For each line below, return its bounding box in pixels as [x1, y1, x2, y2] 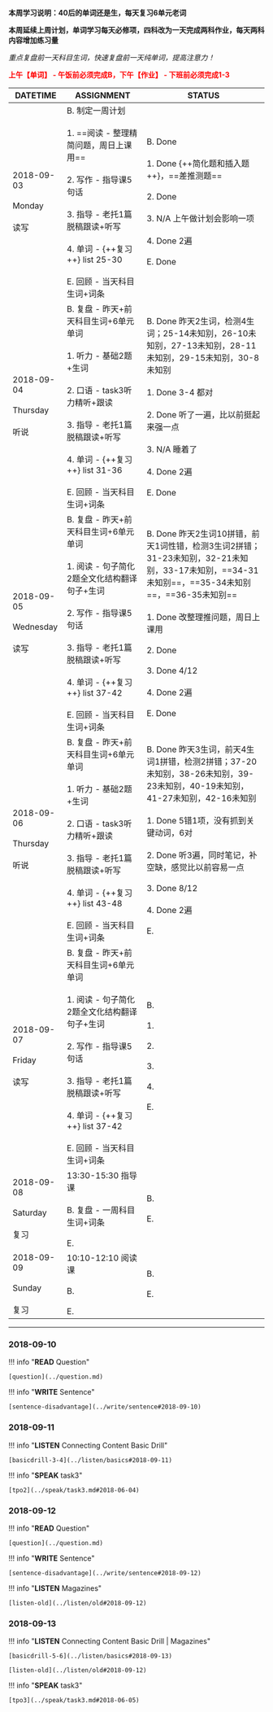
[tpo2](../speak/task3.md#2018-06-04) [8, 1486, 140, 1494]
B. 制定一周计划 [66, 105, 126, 116]
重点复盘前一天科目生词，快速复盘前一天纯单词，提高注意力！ [8, 53, 215, 62]
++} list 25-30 [66, 254, 123, 265]
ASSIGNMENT [74, 90, 131, 101]
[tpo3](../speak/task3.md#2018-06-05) [8, 1697, 140, 1705]
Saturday [12, 1208, 47, 1218]
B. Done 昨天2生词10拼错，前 [145, 528, 260, 539]
